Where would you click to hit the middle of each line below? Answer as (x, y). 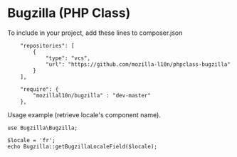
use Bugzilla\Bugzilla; (43, 128)
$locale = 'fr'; (31, 140)
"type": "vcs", (68, 58)
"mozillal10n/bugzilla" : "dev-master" (92, 95)
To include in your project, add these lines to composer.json (95, 33)
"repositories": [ (47, 45)
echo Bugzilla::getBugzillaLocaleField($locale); (83, 146)
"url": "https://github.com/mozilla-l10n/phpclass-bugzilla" (138, 64)
